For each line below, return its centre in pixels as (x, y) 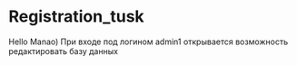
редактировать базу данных (64, 51)
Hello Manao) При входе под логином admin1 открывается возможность (148, 42)
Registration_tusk (76, 17)
